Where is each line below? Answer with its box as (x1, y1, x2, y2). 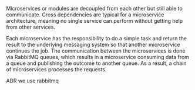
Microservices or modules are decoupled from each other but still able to (6, 5, 183, 12)
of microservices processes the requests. (6, 66, 107, 72)
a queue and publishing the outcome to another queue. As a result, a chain (6, 60, 187, 67)
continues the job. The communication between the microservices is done (6, 47, 186, 54)
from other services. (6, 23, 56, 30)
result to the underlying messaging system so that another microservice (6, 41, 180, 48)
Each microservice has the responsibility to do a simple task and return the (6, 35, 187, 41)
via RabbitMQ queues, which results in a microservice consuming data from (6, 54, 190, 60)
